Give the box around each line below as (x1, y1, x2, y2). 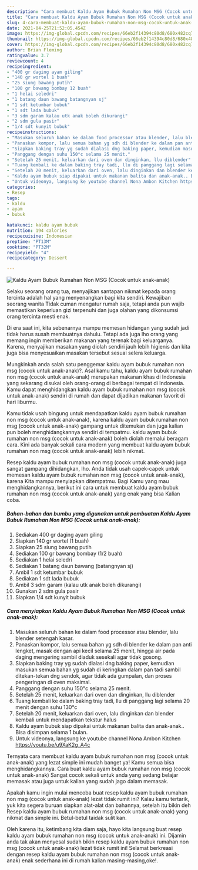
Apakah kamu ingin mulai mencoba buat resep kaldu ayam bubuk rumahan (6, 789, 187, 796)
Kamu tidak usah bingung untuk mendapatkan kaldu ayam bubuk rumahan (6, 410, 187, 417)
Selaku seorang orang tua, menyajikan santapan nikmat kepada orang (6, 288, 176, 295)
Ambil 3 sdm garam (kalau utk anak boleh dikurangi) (15, 582, 142, 589)
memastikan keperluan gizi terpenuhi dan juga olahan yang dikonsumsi (6, 307, 179, 314)
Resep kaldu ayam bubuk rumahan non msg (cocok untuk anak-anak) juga (6, 459, 187, 466)
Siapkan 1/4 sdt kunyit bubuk (15, 594, 86, 601)
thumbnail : (6, 36, 33, 42)
